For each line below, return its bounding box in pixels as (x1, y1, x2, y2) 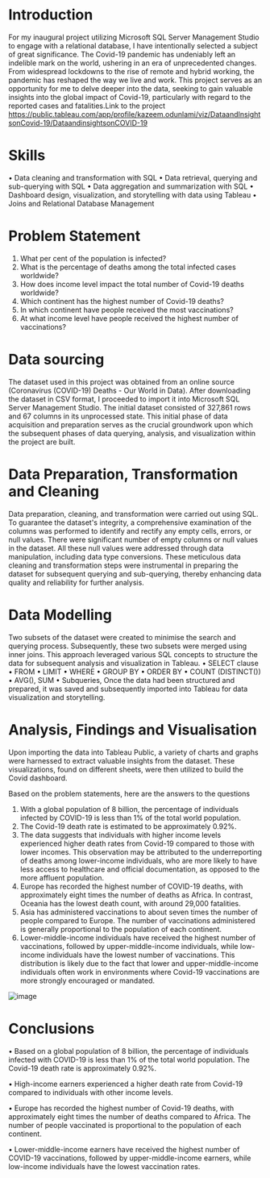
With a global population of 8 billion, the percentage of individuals (19, 804, 239, 814)
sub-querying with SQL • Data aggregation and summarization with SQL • (8, 181, 254, 191)
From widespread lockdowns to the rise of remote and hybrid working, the (8, 66, 255, 76)
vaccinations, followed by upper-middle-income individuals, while (19, 941, 239, 951)
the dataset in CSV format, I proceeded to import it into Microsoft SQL (8, 393, 240, 404)
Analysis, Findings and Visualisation (8, 720, 257, 739)
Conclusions (8, 1019, 95, 1038)
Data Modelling (8, 606, 113, 624)
